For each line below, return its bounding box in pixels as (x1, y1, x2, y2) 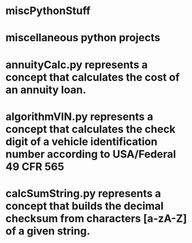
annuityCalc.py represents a (5, 58, 148, 71)
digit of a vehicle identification (5, 135, 158, 148)
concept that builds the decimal (5, 199, 164, 212)
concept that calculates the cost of (5, 71, 180, 84)
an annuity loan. (5, 83, 87, 96)
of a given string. (5, 224, 91, 238)
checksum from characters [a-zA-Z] (5, 212, 187, 225)
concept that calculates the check (5, 122, 176, 136)
